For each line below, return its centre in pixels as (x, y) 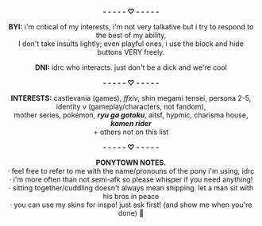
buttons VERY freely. (131, 52)
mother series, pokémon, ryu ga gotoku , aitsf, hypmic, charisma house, (131, 115)
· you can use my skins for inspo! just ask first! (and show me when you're (131, 205)
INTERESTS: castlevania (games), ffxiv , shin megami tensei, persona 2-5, (131, 98)
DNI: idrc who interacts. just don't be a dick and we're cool (131, 67)
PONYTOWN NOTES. (131, 163)
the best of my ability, (131, 35)
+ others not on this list (131, 132)
